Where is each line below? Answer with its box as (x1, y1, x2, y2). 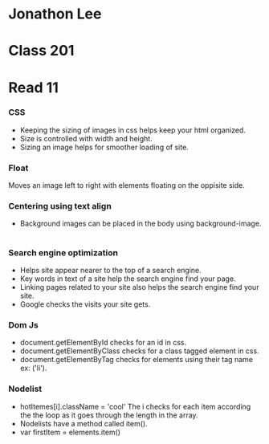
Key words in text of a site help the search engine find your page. (19, 274, 236, 283)
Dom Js (8, 319, 39, 330)
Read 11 (8, 78, 59, 96)
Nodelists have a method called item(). (19, 418, 148, 428)
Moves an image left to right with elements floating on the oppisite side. (8, 181, 245, 190)
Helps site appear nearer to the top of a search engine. (19, 266, 202, 275)
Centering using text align (8, 201, 112, 212)
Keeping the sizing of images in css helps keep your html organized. (19, 125, 247, 135)
